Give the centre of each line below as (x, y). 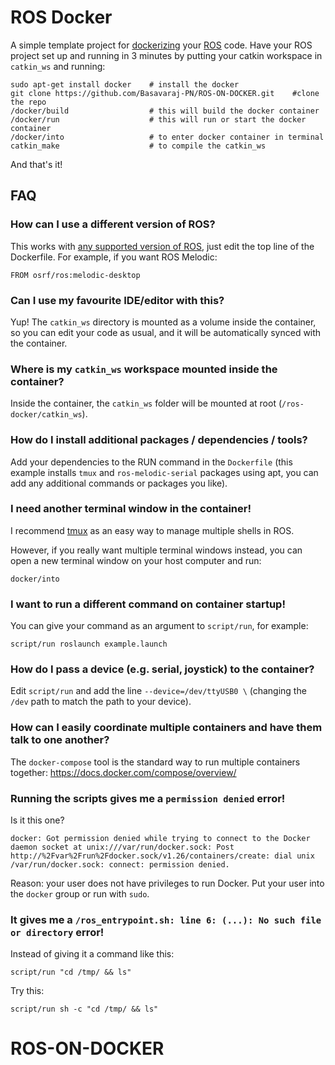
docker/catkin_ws (46, 415)
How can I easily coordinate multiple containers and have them (166, 728)
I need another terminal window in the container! (131, 509)
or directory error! (57, 932)
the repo (28, 102)
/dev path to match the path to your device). (101, 702)
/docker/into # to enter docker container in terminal (167, 137)
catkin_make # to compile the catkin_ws (138, 146)
